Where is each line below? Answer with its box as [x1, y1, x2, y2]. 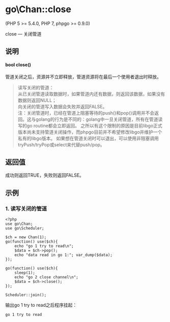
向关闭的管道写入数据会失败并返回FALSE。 [17, 103, 107, 110]
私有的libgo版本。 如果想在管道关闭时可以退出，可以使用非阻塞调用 [17, 135, 159, 141]
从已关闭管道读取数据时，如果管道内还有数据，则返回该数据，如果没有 [17, 90, 165, 97]
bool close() [5, 61, 32, 68]
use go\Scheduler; [5, 226, 44, 231]
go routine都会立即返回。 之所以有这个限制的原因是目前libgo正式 [26, 122, 163, 128]
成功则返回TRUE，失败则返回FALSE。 [5, 172, 84, 178]
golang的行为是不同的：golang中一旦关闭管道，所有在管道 [35, 116, 158, 122]
